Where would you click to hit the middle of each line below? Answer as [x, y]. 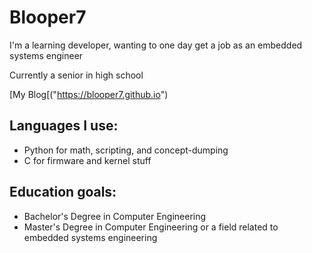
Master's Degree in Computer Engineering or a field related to [151, 227]
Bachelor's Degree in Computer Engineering [115, 216]
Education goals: [63, 192]
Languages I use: [64, 126]
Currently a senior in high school [76, 75]
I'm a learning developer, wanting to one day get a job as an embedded [156, 45]
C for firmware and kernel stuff [87, 160]
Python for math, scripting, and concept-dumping [126, 150]
